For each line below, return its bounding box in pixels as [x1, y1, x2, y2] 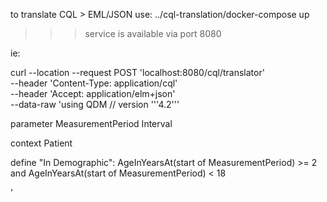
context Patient [10, 137, 73, 149]
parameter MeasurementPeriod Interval [10, 118, 173, 129]
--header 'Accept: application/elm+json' [10, 88, 176, 99]
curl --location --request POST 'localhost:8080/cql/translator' [10, 67, 265, 78]
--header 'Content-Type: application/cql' [10, 77, 178, 89]
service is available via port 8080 [84, 28, 222, 39]
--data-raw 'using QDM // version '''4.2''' [10, 99, 180, 110]
